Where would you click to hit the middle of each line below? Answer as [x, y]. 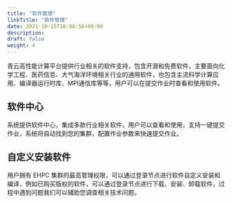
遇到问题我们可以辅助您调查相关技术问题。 [79, 192]
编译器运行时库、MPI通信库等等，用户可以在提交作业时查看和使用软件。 [122, 83]
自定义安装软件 [39, 157]
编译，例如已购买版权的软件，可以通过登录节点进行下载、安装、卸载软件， [113, 184]
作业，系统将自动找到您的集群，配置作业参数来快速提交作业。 [95, 133]
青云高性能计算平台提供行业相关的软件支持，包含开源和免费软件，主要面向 [113, 66]
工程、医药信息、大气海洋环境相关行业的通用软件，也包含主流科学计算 [113, 74]
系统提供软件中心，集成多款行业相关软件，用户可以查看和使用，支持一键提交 [116, 125]
